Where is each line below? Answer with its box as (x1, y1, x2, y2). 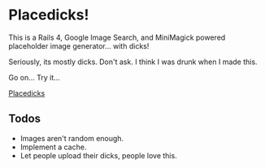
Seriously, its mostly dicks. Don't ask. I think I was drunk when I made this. (8, 57, 258, 67)
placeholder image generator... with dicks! (8, 41, 150, 50)
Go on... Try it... (8, 72, 61, 82)
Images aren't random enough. (20, 133, 124, 143)
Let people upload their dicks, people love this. (20, 150, 177, 160)
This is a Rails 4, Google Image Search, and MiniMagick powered (8, 32, 226, 42)
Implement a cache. (20, 142, 87, 152)
